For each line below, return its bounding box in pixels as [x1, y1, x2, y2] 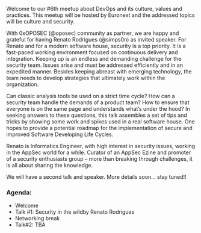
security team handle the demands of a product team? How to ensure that [6, 99, 190, 106]
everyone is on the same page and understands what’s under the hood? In [6, 105, 191, 112]
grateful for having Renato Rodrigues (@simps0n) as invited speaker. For [6, 36, 187, 43]
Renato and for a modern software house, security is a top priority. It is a [6, 42, 186, 49]
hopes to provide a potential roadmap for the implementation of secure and [6, 125, 193, 131]
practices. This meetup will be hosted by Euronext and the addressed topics [6, 11, 195, 19]
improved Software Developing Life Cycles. [6, 131, 114, 138]
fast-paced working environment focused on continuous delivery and [6, 49, 179, 56]
